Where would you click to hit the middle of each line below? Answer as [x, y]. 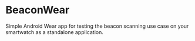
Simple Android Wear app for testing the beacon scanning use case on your [97, 26]
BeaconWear [38, 10]
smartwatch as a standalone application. [54, 32]
